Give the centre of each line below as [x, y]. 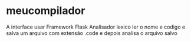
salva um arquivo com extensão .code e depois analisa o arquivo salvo [92, 33]
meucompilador [46, 11]
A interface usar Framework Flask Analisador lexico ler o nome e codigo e [96, 27]
